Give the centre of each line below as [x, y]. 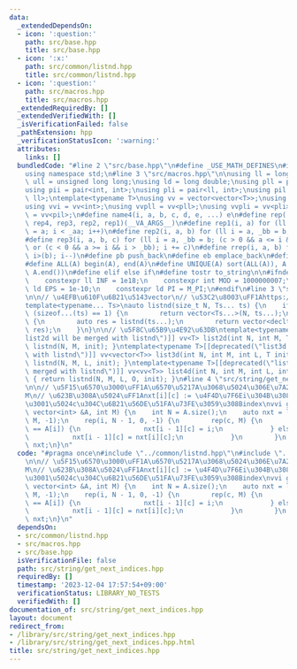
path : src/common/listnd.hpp [79, 67]
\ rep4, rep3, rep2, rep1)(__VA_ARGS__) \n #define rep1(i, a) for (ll [156, 223]
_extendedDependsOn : [55, 26]
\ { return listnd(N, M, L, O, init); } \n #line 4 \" [124, 380]
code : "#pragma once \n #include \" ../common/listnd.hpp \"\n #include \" [150, 454]
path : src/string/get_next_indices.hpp [91, 569]
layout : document [41, 618]
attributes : [39, 149]
